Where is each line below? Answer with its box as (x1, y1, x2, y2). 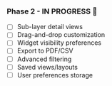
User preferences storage (16, 70, 93, 79)
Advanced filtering (16, 55, 72, 63)
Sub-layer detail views (16, 23, 83, 31)
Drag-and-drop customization (16, 31, 106, 39)
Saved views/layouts (16, 63, 78, 71)
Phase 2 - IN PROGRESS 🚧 (6, 6, 98, 16)
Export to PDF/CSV (16, 46, 73, 55)
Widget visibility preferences (16, 38, 101, 47)
